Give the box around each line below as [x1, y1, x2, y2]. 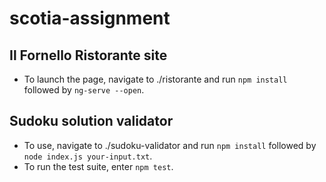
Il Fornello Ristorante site [9, 47, 168, 64]
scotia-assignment [9, 7, 171, 30]
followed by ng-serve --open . [23, 84, 145, 96]
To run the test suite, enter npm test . [23, 160, 174, 172]
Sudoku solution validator [9, 113, 174, 130]
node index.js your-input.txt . [23, 150, 153, 162]
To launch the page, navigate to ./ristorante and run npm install [23, 73, 288, 85]
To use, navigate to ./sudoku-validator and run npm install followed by [23, 139, 317, 151]
